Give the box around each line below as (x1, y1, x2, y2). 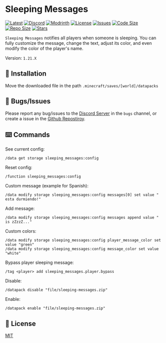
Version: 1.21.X (5, 55, 37, 61)
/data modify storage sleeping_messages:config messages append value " (5, 215, 159, 220)
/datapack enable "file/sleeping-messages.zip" (5, 306, 106, 311)
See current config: (5, 146, 45, 152)
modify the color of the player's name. (5, 45, 83, 51)
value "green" (5, 242, 35, 247)
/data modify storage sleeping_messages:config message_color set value (5, 247, 159, 252)
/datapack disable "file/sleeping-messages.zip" (5, 287, 108, 293)
